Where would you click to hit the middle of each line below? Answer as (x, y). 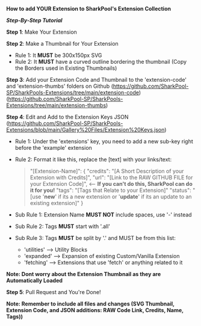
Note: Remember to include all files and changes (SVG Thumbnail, (90, 304)
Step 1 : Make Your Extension (42, 32)
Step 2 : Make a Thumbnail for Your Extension (62, 44)
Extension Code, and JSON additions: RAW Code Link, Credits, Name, (95, 310)
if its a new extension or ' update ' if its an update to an (125, 197)
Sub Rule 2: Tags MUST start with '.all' (62, 226)
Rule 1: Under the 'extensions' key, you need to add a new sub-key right (104, 141)
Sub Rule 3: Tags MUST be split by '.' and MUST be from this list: (95, 238)
